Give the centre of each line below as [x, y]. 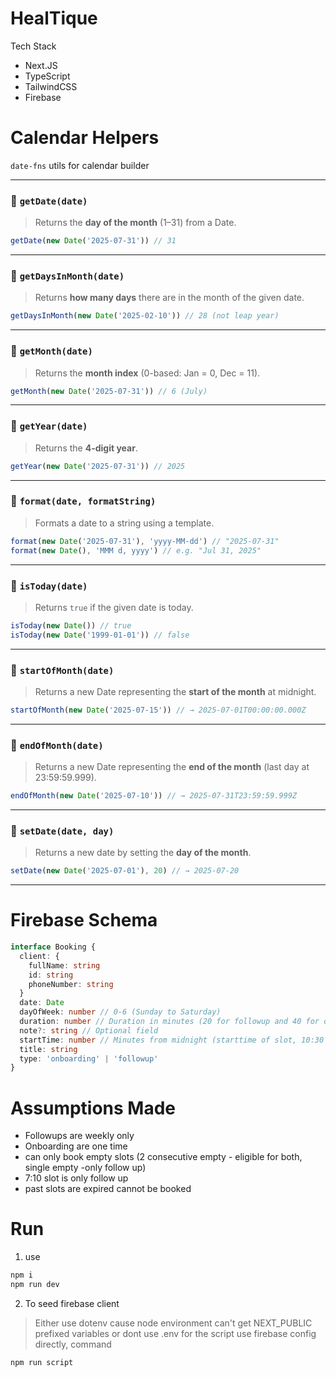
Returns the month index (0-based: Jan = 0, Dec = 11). [147, 373]
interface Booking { [53, 947]
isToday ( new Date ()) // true [71, 625]
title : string [48, 1049]
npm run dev [35, 1285]
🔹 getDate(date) [49, 200]
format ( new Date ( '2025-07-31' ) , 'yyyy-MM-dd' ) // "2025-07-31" [145, 541]
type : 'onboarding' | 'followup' [89, 1058]
